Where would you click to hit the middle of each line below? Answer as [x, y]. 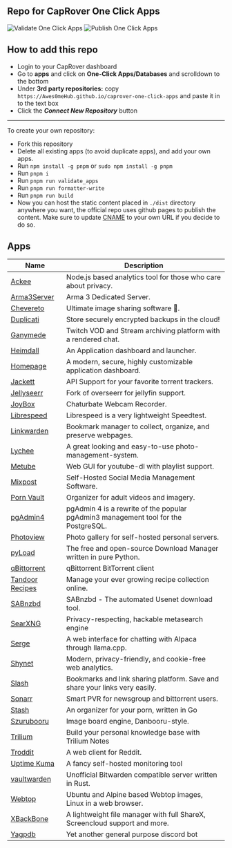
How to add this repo [52, 50]
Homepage [29, 366]
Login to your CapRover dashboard [67, 66]
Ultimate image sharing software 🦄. [123, 308]
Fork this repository [45, 144]
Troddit [22, 753]
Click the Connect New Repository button [77, 111]
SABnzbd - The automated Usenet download [139, 599]
